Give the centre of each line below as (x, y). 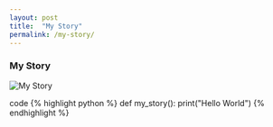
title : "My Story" (46, 26)
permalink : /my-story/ (52, 34)
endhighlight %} (39, 113)
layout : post (34, 18)
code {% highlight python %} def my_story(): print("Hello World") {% (137, 103)
